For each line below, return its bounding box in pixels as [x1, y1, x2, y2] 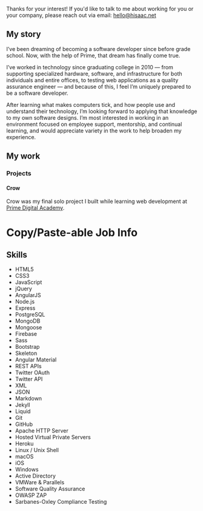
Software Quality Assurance [15, 485, 85, 493]
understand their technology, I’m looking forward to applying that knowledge [6, 108, 198, 115]
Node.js [15, 298, 35, 306]
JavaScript [15, 279, 42, 286]
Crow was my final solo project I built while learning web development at [6, 197, 188, 205]
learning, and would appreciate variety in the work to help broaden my [6, 127, 182, 134]
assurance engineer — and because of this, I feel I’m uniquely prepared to [6, 83, 191, 90]
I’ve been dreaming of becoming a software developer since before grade [6, 45, 191, 52]
